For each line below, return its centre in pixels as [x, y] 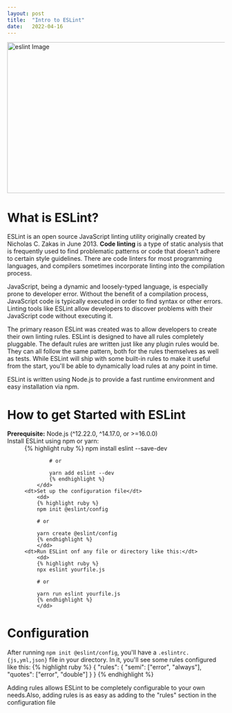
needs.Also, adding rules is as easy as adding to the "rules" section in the [112, 695]
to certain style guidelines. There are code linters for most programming [110, 259]
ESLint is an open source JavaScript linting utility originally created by [106, 237]
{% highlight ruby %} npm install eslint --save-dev [96, 449]
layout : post [26, 13]
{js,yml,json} [28, 661]
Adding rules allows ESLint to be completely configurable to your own [106, 688]
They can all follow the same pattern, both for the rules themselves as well [113, 351]
